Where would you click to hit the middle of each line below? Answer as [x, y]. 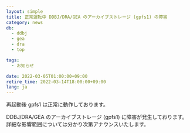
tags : [13, 60]
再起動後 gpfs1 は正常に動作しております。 [57, 105]
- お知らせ [23, 66]
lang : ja [17, 87]
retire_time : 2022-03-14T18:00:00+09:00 [56, 82]
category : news [25, 22]
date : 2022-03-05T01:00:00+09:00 [47, 76]
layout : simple [25, 11]
